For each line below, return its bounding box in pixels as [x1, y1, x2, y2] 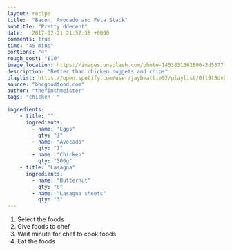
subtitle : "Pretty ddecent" [7, 23, 88, 30]
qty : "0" [37, 183, 64, 190]
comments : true [7, 36, 51, 43]
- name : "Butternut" [32, 177, 91, 184]
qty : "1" [37, 145, 64, 152]
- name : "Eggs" [32, 125, 76, 132]
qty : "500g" [37, 158, 72, 165]
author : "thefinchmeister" [7, 87, 85, 94]
